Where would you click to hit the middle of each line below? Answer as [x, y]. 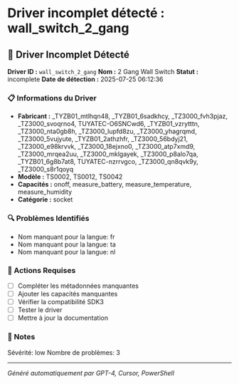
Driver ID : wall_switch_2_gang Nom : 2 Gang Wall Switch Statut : [103, 72]
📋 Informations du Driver [52, 98]
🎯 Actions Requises [42, 270]
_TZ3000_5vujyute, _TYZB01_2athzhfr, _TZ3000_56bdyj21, [103, 139]
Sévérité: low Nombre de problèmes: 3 [64, 352]
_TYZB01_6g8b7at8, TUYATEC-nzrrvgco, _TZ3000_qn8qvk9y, [108, 162]
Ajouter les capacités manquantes [68, 294]
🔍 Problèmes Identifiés [48, 219]
